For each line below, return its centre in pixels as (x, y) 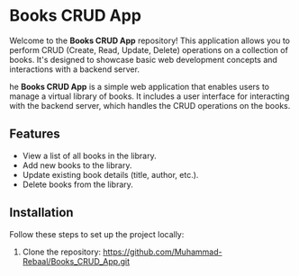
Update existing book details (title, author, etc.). (110, 174)
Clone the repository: (62, 252)
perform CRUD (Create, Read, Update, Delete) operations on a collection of (149, 49)
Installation (41, 213)
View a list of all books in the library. (89, 156)
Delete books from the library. (77, 184)
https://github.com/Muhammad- (163, 252)
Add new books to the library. (77, 165)
